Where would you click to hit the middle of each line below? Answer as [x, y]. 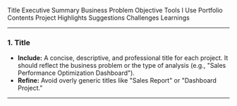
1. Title [19, 42]
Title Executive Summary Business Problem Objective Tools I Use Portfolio [115, 10]
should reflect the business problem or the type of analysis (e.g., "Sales [122, 66]
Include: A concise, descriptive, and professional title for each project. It [123, 58]
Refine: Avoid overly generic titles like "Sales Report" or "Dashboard [117, 81]
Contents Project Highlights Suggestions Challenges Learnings [99, 18]
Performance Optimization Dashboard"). [76, 73]
